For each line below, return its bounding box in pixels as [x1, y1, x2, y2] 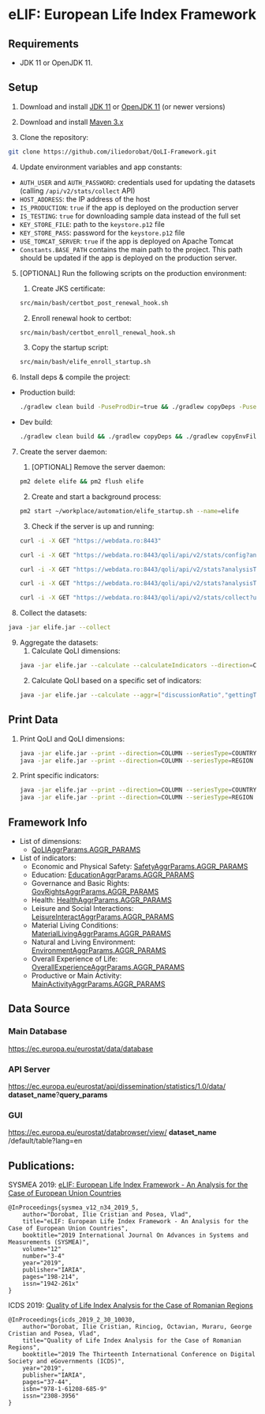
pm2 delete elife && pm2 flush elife [19, 478, 144, 486]
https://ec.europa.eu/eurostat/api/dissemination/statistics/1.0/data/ [8, 1081, 226, 1091]
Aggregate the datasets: [19, 638, 99, 648]
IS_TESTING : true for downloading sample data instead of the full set [19, 211, 241, 221]
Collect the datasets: [19, 608, 88, 618]
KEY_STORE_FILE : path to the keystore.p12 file [19, 219, 166, 229]
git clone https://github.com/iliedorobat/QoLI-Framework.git [8, 148, 217, 156]
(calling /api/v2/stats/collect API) [19, 186, 136, 195]
